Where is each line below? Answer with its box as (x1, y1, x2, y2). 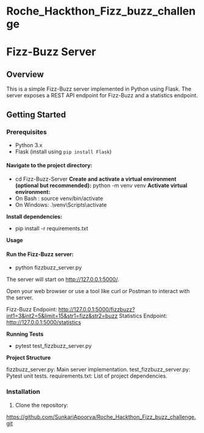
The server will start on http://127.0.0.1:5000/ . (6, 275, 120, 283)
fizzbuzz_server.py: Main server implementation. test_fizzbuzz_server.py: (6, 366, 191, 373)
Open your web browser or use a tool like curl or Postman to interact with (6, 288, 190, 295)
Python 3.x (15, 141, 43, 148)
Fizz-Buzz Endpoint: (6, 306, 57, 313)
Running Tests (6, 330, 44, 338)
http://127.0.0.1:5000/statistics (6, 319, 81, 326)
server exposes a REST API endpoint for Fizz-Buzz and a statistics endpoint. (6, 92, 198, 99)
